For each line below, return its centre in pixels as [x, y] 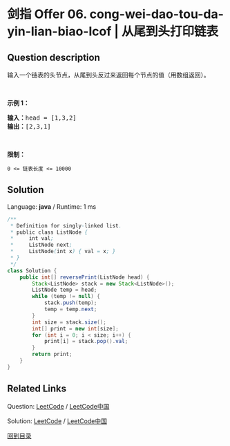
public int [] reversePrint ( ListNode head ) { [85, 277]
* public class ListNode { [49, 232]
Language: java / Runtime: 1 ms [52, 206]
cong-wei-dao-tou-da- [157, 14]
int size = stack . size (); [69, 322]
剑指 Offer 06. [47, 14]
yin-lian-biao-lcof [59, 31]
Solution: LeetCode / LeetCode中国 [57, 421]
